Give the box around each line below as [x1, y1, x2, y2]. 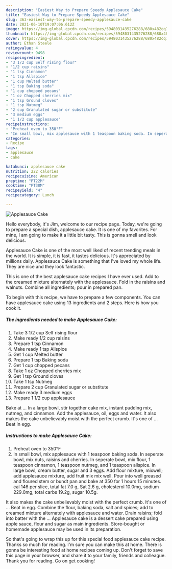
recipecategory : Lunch [6, 193, 54, 198]
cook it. [6, 305, 22, 311]
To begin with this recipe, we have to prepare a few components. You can [6, 294, 161, 300]
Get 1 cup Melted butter [13, 351, 63, 357]
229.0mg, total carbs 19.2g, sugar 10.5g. [13, 489, 98, 495]
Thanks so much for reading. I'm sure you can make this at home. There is [6, 541, 162, 548]
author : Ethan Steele [6, 41, 52, 46]
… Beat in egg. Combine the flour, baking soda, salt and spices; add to [6, 504, 154, 510]
